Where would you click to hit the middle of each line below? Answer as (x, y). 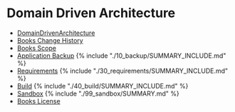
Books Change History (50, 40)
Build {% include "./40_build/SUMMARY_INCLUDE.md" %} (103, 86)
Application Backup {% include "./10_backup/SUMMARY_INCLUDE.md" (121, 56)
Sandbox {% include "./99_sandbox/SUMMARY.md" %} (98, 93)
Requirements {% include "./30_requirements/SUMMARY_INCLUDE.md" (122, 71)
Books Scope (36, 48)
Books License (39, 101)
